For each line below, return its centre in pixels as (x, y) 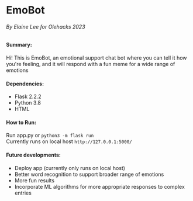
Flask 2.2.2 (28, 96)
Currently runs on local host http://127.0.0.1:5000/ (69, 141)
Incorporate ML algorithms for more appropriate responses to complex (100, 186)
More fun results (34, 180)
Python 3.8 (27, 103)
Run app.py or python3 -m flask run (50, 136)
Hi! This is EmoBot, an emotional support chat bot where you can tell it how (96, 58)
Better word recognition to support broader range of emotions (89, 174)
